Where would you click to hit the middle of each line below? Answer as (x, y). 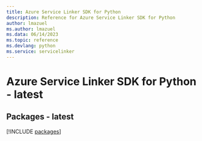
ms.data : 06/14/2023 (33, 35)
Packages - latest (40, 117)
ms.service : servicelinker (40, 52)
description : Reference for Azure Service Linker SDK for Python (91, 18)
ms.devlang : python (31, 46)
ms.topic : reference (33, 40)
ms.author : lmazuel (31, 29)
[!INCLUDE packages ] (34, 131)
